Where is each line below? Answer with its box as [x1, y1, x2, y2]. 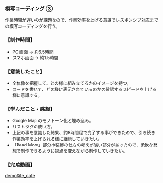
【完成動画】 [5, 162, 36, 168]
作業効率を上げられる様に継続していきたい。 [12, 136, 102, 142]
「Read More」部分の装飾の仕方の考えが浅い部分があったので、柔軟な [12, 142, 153, 148]
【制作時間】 [5, 37, 36, 43]
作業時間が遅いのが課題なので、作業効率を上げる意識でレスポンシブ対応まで [5, 17, 159, 23]
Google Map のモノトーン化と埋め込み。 [12, 118, 93, 124]
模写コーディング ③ [5, 5, 53, 12]
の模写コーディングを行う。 [5, 23, 60, 29]
